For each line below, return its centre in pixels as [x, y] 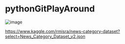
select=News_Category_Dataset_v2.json [45, 36]
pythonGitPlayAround [50, 9]
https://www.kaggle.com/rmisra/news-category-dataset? [63, 31]
